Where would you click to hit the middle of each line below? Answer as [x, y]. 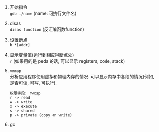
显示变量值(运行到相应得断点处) [42, 55]
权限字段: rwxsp [25, 93]
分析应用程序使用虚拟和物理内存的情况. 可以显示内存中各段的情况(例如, [82, 77]
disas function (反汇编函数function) [47, 29]
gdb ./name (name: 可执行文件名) [43, 13]
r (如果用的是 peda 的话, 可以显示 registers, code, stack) [67, 61]
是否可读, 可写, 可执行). [33, 83]
